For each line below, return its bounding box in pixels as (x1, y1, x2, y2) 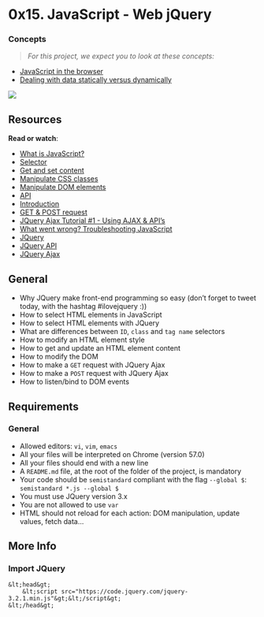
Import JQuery (8, 563, 65, 574)
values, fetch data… (19, 516, 84, 526)
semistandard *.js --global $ (19, 485, 120, 492)
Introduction (19, 199, 60, 209)
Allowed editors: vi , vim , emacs (19, 441, 118, 451)
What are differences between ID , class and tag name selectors (19, 327, 225, 336)
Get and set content (19, 165, 84, 175)
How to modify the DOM (19, 352, 99, 362)
